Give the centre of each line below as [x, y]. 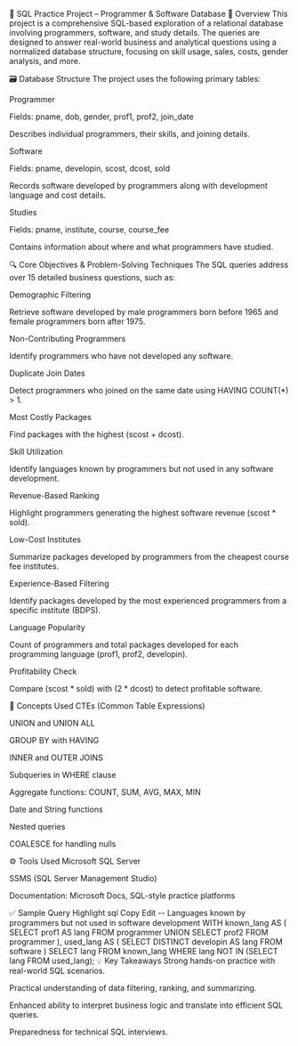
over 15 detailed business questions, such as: [93, 277]
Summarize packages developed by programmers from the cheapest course [149, 557]
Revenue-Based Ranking [54, 495]
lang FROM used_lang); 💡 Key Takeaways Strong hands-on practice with [142, 961]
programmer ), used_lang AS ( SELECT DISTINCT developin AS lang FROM [146, 942]
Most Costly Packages [50, 417]
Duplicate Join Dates [48, 373]
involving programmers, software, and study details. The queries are [135, 32]
